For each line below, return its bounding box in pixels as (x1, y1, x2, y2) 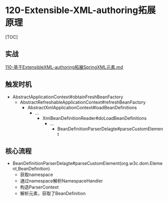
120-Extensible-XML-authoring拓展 (5, 5, 156, 16)
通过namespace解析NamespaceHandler (20, 178, 103, 184)
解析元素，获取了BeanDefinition (20, 190, 86, 196)
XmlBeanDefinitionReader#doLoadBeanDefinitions (42, 115, 147, 121)
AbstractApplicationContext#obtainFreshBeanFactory (12, 94, 123, 100)
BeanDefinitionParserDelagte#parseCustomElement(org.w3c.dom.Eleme (12, 160, 163, 166)
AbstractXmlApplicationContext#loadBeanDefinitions (27, 104, 137, 110)
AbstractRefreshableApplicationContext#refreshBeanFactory (20, 99, 146, 105)
